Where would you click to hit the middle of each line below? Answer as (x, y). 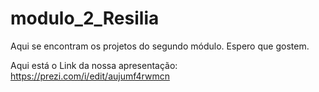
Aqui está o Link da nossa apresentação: (94, 65)
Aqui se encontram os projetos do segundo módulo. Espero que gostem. (160, 46)
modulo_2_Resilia (85, 18)
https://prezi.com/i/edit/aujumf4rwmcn (90, 76)
